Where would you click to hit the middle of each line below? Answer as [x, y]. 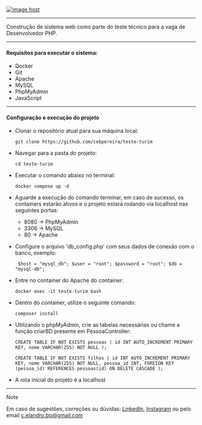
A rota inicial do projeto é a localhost [60, 380]
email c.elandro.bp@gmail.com [44, 415]
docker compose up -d [42, 186]
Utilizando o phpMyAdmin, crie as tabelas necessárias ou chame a [97, 325]
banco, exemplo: [35, 253]
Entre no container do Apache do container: [69, 280]
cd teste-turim [34, 164]
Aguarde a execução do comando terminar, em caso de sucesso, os [99, 198]
